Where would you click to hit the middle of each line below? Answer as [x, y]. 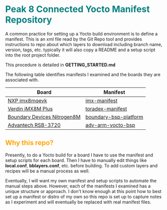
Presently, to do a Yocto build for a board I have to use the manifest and [79, 155]
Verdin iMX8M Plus [30, 109]
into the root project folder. [33, 55]
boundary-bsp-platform [114, 117]
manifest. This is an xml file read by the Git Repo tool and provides [74, 39]
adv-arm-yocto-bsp [110, 125]
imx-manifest [101, 100]
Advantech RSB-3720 [34, 125]
